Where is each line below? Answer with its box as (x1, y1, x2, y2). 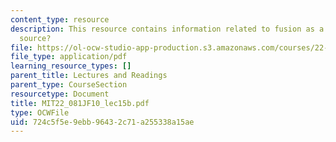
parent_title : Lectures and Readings (10, 71, 168, 81)
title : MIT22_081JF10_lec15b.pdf (10, 98, 150, 108)
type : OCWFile (10, 107, 70, 118)
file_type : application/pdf (10, 52, 128, 62)
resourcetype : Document (10, 89, 110, 99)
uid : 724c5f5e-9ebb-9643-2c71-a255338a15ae (10, 117, 195, 127)
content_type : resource (10, 14, 110, 25)
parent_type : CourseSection (10, 80, 128, 90)
